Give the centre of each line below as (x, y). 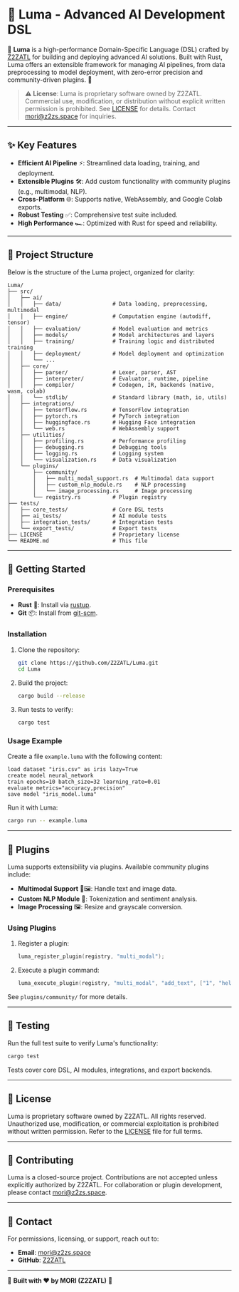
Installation (27, 634)
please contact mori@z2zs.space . (57, 1192)
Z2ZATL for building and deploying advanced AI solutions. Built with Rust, (115, 57)
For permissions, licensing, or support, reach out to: (83, 1239)
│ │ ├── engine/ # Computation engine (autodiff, (110, 316)
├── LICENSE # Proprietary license (94, 534)
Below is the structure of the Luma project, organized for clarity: (101, 272)
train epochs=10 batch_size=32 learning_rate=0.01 (84, 782)
